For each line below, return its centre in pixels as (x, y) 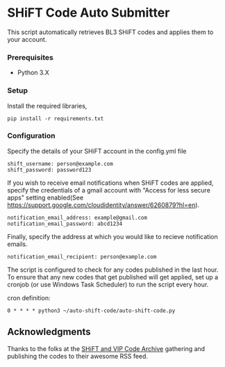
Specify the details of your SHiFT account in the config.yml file (97, 151)
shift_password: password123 (49, 170)
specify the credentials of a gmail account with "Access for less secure (109, 190)
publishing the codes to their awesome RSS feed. (77, 356)
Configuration (31, 136)
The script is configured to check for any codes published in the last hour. (113, 270)
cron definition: (29, 297)
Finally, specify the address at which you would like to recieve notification (112, 236)
